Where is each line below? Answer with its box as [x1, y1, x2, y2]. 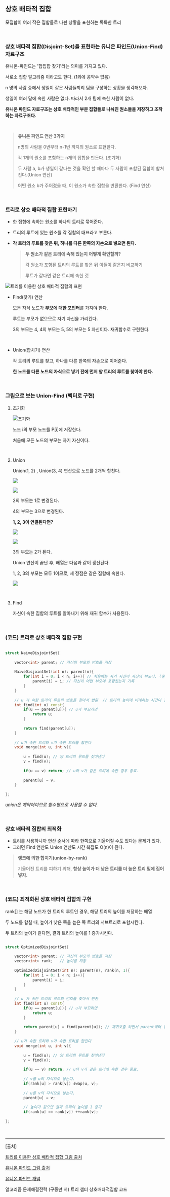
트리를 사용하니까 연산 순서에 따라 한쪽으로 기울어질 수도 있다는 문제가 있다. [12, 838, 161, 844]
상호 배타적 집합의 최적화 [5, 825, 62, 832]
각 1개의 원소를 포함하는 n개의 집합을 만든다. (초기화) [17, 155, 121, 161]
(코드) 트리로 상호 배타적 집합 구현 [5, 634, 82, 641]
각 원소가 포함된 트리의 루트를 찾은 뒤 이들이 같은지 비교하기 [25, 262, 143, 268]
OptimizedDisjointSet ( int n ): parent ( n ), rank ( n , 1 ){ [14, 968, 130, 973]
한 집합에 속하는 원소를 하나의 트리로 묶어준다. [12, 219, 104, 225]
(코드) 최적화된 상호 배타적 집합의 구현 [5, 896, 92, 903]
